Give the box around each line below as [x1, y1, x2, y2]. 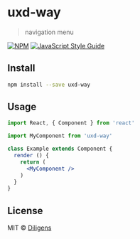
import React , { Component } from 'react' [7, 119, 135, 127]
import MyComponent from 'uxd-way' [7, 132, 113, 139]
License [7, 204, 43, 217]
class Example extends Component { [7, 145, 113, 153]
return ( [20, 158, 46, 166]
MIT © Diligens [7, 223, 52, 232]
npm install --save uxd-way [7, 81, 91, 88]
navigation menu [24, 28, 74, 36]
